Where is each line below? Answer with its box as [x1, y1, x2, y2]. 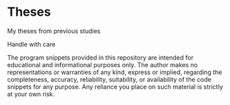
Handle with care [7, 40, 56, 48]
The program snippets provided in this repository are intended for [7, 53, 194, 62]
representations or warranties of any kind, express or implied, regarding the [7, 68, 222, 76]
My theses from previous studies [7, 27, 101, 35]
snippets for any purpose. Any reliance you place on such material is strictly [7, 82, 223, 91]
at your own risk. [7, 90, 55, 98]
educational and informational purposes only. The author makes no [7, 60, 198, 69]
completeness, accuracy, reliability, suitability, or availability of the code [7, 75, 212, 83]
